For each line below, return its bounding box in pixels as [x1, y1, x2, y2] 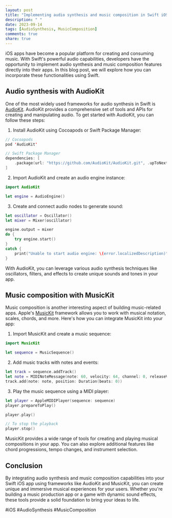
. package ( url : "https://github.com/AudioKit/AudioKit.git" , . [14, 160, 150, 166]
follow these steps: [5, 117, 45, 123]
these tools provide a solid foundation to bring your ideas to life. [5, 496, 140, 503]
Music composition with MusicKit [5, 291, 115, 300]
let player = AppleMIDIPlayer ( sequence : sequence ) [5, 398, 116, 403]
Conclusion [5, 461, 43, 470]
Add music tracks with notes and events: [12, 359, 99, 365]
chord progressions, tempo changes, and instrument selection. [5, 447, 138, 453]
